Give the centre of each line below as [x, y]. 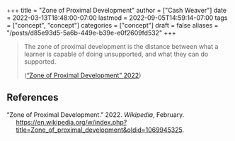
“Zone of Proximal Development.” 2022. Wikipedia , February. [96, 114]
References [33, 97]
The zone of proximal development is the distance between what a [121, 46]
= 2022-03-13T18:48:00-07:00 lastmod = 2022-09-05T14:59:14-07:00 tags [117, 18]
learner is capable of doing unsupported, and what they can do [116, 54]
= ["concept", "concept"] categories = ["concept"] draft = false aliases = [113, 25]
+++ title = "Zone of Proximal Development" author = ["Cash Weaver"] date [117, 10]
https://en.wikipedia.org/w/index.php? [71, 122]
